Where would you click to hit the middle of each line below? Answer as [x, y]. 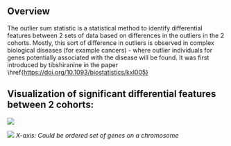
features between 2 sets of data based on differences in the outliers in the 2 [115, 35]
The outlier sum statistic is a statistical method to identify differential [105, 28]
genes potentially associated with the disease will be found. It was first [108, 57]
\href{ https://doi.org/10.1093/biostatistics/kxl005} [78, 72]
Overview [29, 11]
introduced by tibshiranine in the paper [63, 64]
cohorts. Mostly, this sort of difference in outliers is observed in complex [111, 43]
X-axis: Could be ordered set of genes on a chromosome [97, 135]
